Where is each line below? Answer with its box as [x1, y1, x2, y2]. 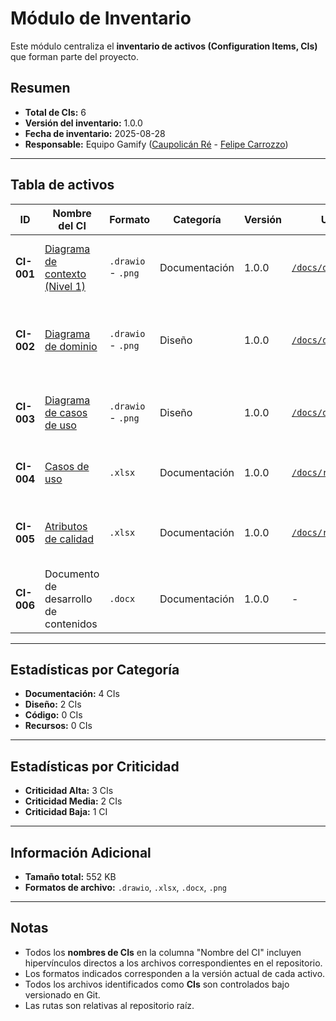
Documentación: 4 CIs [24, 688, 120, 700]
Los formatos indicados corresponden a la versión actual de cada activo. [24, 967, 326, 979]
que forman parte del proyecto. [10, 50, 139, 62]
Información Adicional [10, 844, 152, 861]
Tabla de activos [10, 177, 115, 194]
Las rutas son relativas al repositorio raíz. [24, 999, 195, 1011]
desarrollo [44, 592, 93, 606]
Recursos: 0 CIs [24, 720, 93, 732]
